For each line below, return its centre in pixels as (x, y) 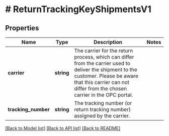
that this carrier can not (102, 82)
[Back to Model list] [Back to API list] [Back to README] (63, 128)
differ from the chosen (101, 88)
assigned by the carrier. (102, 116)
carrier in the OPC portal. (104, 95)
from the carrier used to (102, 63)
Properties (22, 28)
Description (108, 42)
